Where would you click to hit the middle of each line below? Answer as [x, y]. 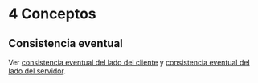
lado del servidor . [37, 71]
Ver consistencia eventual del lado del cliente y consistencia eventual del [129, 62]
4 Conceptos [52, 14]
